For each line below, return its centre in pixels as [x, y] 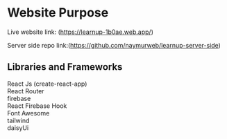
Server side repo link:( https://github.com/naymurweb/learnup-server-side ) [114, 45]
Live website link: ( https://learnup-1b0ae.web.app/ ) [81, 32]
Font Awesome [28, 113]
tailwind [18, 120]
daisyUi [18, 128]
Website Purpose [58, 13]
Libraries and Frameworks [65, 67]
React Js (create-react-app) [47, 84]
